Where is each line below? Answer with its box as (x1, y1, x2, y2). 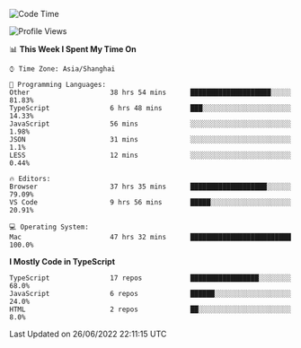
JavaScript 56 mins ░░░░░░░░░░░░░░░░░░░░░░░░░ (9, 119, 292, 128)
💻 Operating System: (9, 222, 90, 231)
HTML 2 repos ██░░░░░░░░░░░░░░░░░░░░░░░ (9, 305, 292, 314)
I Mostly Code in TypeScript (9, 257, 115, 266)
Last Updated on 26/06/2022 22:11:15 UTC (9, 328, 167, 339)
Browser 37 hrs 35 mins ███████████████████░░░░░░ (9, 182, 292, 191)
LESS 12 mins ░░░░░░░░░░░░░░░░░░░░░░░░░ (9, 151, 292, 160)
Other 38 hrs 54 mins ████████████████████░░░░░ (9, 88, 292, 97)
